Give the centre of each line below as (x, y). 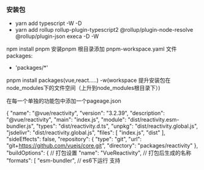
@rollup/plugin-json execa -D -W (57, 36)
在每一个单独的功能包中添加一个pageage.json (64, 101)
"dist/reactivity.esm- (153, 120)
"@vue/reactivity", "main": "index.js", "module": (66, 120)
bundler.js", (21, 126)
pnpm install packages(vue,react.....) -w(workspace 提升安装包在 (89, 80)
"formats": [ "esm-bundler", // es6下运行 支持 (63, 161)
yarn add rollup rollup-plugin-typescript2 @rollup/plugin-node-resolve (104, 30)
